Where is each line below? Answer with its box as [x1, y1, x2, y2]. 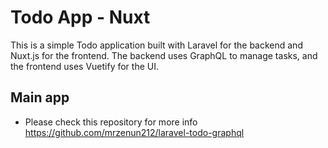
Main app [10, 89, 70, 106]
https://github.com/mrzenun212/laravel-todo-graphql [24, 126, 245, 138]
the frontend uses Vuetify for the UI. [10, 60, 159, 72]
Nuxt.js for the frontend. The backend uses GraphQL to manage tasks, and [10, 49, 318, 61]
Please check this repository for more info [24, 116, 198, 128]
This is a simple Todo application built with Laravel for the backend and [10, 39, 303, 51]
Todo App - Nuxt [10, 6, 151, 29]
